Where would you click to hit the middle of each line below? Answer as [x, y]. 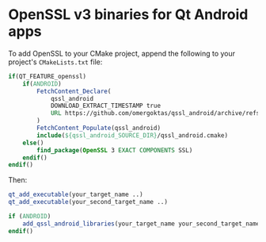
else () [33, 143]
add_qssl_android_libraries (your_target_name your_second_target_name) [143, 224]
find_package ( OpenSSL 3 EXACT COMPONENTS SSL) [115, 150]
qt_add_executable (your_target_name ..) [76, 195]
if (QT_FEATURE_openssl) [47, 76]
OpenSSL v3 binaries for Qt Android [128, 15]
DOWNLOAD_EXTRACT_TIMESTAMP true [105, 106]
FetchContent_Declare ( [74, 91]
